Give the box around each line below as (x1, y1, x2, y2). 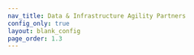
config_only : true (7, 19, 70, 27)
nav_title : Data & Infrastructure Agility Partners (7, 11, 186, 20)
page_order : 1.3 (7, 34, 63, 43)
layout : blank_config (7, 27, 81, 35)
